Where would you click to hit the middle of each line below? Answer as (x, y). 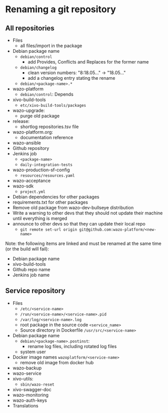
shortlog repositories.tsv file (49, 126)
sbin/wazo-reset (37, 385)
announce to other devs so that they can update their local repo (79, 224)
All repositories (30, 28)
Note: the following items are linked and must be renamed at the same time (83, 243)
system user (33, 352)
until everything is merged (40, 218)
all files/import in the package (51, 46)
